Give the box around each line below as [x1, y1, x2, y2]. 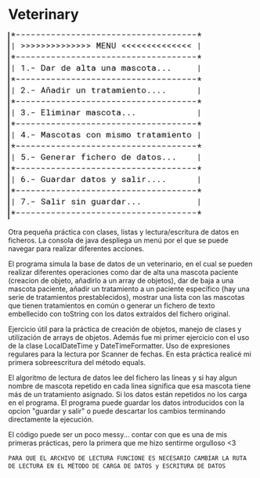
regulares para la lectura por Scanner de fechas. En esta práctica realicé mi [8, 349, 252, 359]
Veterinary [8, 5, 80, 24]
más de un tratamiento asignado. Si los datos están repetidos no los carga [8, 390, 247, 400]
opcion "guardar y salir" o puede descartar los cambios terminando [8, 407, 226, 416]
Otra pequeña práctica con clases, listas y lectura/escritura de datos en [8, 228, 239, 237]
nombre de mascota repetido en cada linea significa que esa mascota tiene [8, 381, 251, 391]
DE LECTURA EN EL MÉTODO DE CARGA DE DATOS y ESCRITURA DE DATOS [8, 462, 226, 470]
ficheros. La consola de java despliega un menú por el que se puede [8, 235, 229, 245]
